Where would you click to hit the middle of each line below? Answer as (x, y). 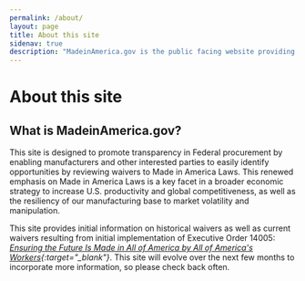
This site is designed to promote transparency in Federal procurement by (146, 152)
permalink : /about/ (46, 18)
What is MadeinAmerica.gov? (96, 130)
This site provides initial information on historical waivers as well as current (150, 228)
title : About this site (55, 35)
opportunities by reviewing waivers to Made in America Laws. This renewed (152, 172)
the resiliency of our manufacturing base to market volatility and (129, 201)
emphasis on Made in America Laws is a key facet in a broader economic (147, 182)
